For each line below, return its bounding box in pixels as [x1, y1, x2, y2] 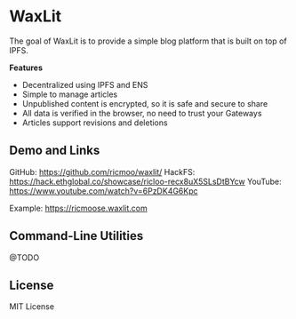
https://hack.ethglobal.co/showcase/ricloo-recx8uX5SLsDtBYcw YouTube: [9, 176, 282, 187]
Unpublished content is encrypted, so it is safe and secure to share [21, 98, 268, 108]
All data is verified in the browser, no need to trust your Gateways [21, 108, 262, 118]
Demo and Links [9, 143, 100, 158]
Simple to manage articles [21, 89, 118, 100]
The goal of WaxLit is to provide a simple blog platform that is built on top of [9, 36, 287, 46]
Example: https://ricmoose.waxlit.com [9, 203, 148, 213]
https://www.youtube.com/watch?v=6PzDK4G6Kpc [9, 185, 198, 196]
